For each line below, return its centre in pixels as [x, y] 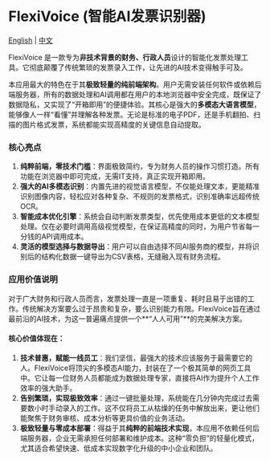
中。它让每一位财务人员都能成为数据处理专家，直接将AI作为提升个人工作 [139, 377]
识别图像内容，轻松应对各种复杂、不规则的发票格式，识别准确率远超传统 [139, 197]
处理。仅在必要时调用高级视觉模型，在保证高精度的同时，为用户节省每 [136, 226]
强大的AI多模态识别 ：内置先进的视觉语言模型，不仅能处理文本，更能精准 [140, 186]
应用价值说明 [33, 279]
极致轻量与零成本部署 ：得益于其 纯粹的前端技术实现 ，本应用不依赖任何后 [139, 428]
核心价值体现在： [37, 339]
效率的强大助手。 [48, 388]
